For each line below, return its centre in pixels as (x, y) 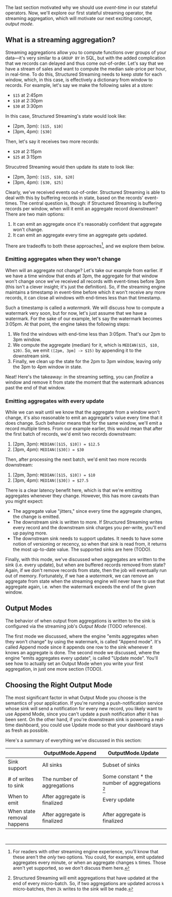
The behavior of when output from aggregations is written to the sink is (80, 621)
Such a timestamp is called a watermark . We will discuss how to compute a (85, 308)
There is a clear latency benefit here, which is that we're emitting (74, 490)
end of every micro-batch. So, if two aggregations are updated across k (88, 883)
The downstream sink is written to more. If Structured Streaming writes (88, 522)
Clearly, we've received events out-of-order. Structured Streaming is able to (85, 192)
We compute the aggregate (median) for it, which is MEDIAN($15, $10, (86, 345)
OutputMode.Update (133, 753)
